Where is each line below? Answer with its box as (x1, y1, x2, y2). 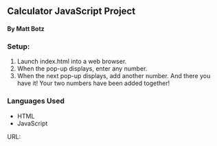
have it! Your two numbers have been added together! (16, 79, 170, 88)
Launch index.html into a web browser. (16, 58, 127, 66)
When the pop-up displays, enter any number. (16, 64, 148, 73)
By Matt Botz (7, 24, 45, 33)
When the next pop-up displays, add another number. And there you (16, 72, 211, 80)
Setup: (7, 41, 30, 51)
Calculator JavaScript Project (7, 5, 136, 17)
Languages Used (7, 96, 65, 106)
